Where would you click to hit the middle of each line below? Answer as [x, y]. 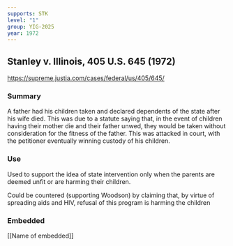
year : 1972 [23, 33]
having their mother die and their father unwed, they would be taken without [116, 126]
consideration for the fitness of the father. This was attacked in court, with [114, 134]
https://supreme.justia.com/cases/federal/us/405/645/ [86, 78]
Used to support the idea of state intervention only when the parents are [111, 174]
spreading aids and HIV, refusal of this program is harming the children [109, 202]
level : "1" [23, 20]
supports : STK [28, 14]
